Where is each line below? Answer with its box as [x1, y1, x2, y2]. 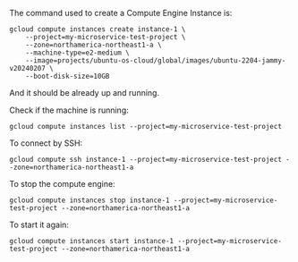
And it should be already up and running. [9, 88, 159, 97]
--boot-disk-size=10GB [25, 72, 110, 80]
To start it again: [9, 219, 70, 230]
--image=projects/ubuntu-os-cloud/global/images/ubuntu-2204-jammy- [25, 56, 286, 65]
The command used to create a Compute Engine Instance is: [9, 8, 233, 18]
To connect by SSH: [9, 138, 83, 148]
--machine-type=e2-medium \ [25, 48, 130, 57]
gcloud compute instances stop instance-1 [9, 196, 170, 205]
